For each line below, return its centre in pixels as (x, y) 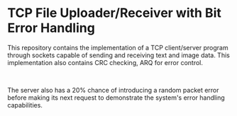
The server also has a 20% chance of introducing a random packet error (113, 90)
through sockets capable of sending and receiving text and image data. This (119, 55)
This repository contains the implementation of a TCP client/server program (118, 47)
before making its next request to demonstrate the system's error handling (116, 98)
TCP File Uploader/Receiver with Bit (114, 13)
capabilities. (25, 105)
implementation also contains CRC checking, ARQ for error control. (105, 62)
